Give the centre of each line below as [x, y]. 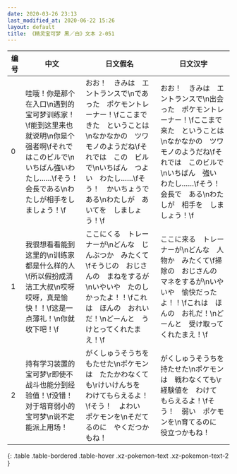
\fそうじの [102, 266]
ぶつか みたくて [121, 255]
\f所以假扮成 [45, 276]
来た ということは [192, 131]
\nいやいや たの [114, 287]
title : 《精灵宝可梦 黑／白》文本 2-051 [61, 34]
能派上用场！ [47, 427]
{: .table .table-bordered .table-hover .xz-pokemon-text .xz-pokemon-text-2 [118, 456]
